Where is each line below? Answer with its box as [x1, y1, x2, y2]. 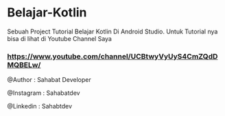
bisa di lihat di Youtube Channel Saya [7, 34, 112, 42]
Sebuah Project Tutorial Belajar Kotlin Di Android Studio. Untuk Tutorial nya [7, 27, 218, 35]
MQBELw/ [7, 60, 41, 70]
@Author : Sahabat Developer [7, 76, 91, 84]
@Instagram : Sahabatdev [7, 89, 80, 97]
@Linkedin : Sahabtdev [7, 102, 73, 111]
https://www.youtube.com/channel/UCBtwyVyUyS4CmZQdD [7, 51, 218, 61]
